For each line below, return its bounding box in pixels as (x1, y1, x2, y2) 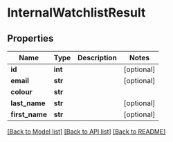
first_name (10, 109, 47, 119)
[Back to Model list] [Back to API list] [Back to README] (7, 127, 166, 136)
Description (77, 53, 118, 62)
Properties (7, 33, 54, 44)
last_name (10, 98, 46, 108)
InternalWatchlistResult (7, 5, 146, 21)
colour (10, 87, 33, 96)
